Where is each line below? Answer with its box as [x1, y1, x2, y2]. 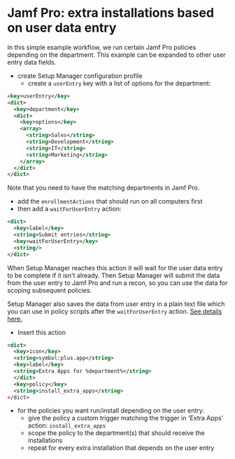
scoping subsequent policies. [7, 286, 92, 294]
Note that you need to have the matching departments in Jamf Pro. [7, 184, 200, 192]
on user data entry [7, 20, 117, 36]
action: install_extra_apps [27, 421, 106, 430]
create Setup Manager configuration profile [17, 72, 143, 80]
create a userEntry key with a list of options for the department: [27, 79, 211, 87]
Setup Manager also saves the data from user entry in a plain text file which [7, 300, 225, 308]
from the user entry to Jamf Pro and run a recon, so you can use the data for [7, 279, 228, 287]
